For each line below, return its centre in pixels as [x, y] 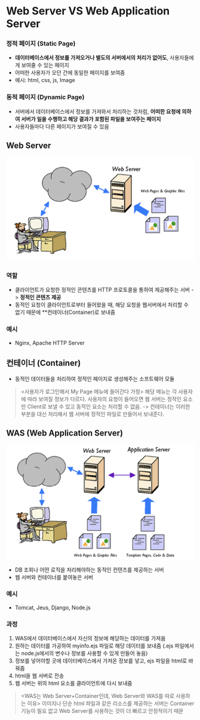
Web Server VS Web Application [88, 11]
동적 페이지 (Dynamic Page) [45, 97]
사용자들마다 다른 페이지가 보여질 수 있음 [62, 126]
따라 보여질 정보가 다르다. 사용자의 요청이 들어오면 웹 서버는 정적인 [104, 399]
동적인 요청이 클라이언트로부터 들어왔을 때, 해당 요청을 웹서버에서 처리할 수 [102, 305]
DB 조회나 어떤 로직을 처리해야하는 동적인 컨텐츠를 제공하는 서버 [89, 570]
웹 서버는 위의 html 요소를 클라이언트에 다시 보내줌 [73, 683]
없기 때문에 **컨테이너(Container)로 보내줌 [65, 312]
